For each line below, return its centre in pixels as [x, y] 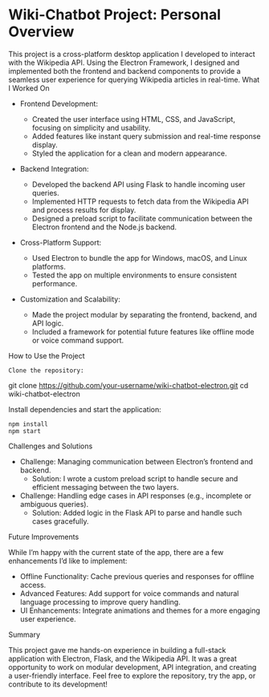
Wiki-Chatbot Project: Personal [115, 15]
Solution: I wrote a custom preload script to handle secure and [135, 478]
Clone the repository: [46, 371]
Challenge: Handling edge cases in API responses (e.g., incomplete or [136, 496]
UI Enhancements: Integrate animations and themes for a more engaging [140, 610]
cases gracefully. [60, 521]
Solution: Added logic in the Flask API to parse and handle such [137, 513]
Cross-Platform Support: [61, 242]
